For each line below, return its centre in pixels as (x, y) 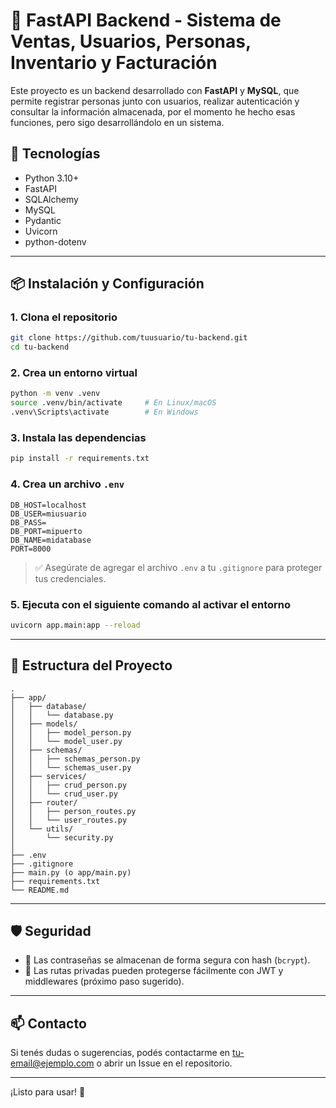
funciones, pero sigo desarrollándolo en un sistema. (117, 122)
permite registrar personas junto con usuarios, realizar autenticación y (155, 101)
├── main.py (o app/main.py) (71, 872)
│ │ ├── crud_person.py (69, 785)
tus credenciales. (70, 578)
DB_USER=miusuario (48, 514)
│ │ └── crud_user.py (64, 794)
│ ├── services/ (48, 776)
